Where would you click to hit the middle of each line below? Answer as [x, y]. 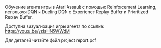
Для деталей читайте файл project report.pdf [51, 40]
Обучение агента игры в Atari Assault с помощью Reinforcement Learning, [81, 7]
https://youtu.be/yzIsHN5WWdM [37, 31]
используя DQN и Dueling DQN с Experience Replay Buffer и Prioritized [77, 12]
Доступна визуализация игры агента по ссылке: [55, 26]
